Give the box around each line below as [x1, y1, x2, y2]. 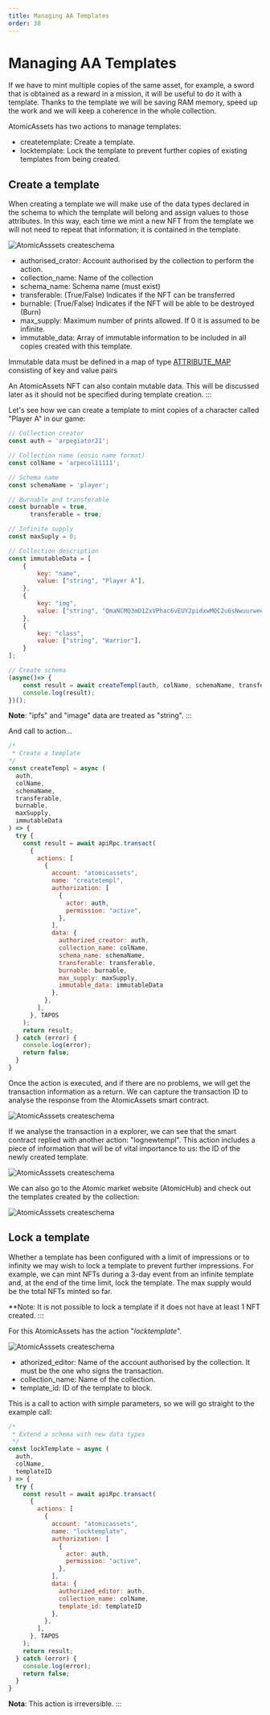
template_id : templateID [59, 1602, 142, 1610]
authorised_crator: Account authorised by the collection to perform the [19, 256, 255, 266]
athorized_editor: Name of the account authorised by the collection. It [19, 1357, 251, 1367]
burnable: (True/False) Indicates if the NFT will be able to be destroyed [19, 299, 255, 308]
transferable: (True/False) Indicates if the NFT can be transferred [19, 291, 235, 300]
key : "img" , [37, 600, 78, 608]
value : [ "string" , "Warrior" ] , [37, 637, 142, 645]
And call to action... [8, 726, 72, 736]
